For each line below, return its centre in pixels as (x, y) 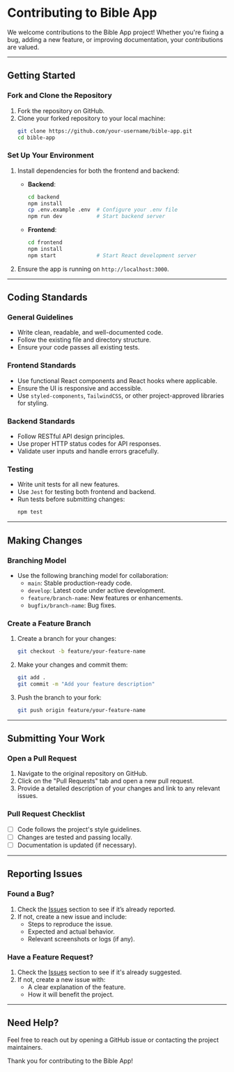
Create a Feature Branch (49, 623)
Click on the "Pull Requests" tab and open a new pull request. (106, 781)
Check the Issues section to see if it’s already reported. (96, 909)
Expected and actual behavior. (71, 932)
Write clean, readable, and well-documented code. (90, 333)
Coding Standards (47, 297)
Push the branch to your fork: (60, 697)
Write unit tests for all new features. (68, 484)
